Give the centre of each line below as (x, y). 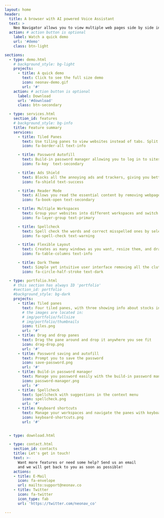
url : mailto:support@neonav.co (49, 485)
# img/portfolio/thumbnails (51, 322)
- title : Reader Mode (40, 191)
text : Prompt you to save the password (63, 358)
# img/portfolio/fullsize (49, 317)
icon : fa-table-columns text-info (57, 254)
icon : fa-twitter (35, 494)
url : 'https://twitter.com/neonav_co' (57, 503)
